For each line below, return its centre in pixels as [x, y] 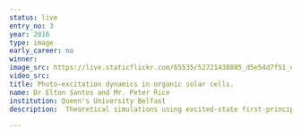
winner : [24, 59]
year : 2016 [30, 34]
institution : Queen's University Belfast [88, 101]
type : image [31, 42]
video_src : [30, 76]
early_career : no [42, 51]
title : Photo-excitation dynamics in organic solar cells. [122, 84]
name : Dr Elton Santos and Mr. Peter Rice [90, 92]
